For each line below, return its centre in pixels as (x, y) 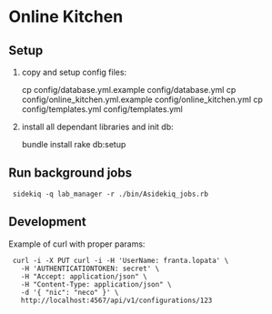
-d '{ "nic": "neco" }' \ (70, 292)
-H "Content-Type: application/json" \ (96, 284)
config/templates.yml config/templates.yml (102, 109)
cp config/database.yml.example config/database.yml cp (129, 90)
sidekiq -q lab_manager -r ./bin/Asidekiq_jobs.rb (110, 194)
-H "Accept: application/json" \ (84, 276)
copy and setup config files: (74, 72)
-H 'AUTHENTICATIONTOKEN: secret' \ (90, 268)
